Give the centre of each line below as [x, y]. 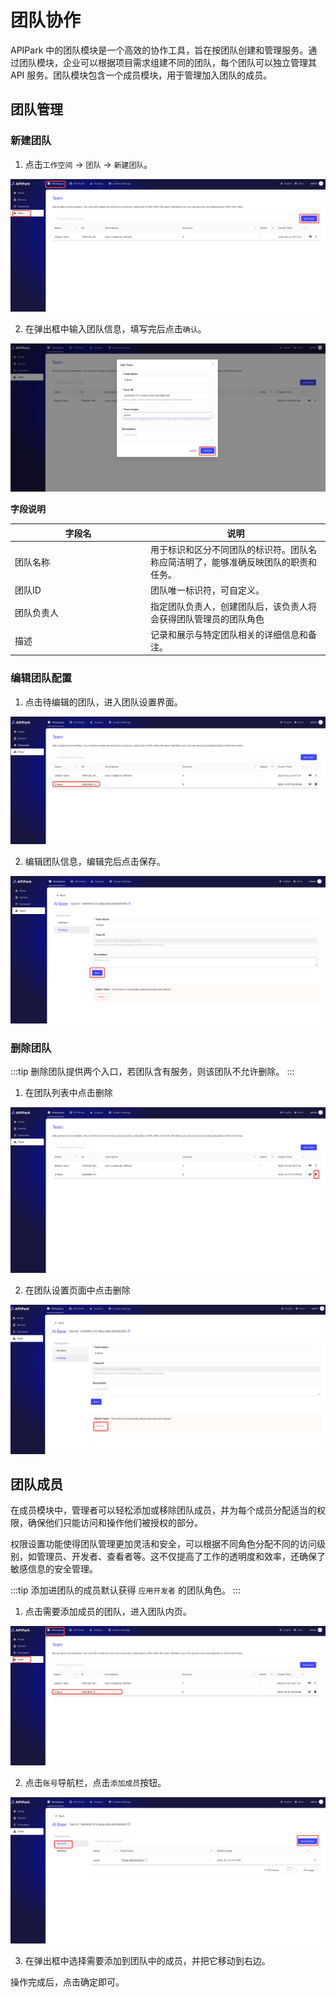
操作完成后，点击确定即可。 [67, 1982]
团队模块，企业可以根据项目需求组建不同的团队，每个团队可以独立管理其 [167, 62]
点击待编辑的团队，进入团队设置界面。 [103, 702]
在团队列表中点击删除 [68, 1093]
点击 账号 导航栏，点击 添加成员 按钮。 [95, 1783]
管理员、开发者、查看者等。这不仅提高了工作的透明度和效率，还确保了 [181, 1557]
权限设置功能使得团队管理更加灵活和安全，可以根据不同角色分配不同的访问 [163, 1544]
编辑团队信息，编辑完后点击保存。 [95, 862]
